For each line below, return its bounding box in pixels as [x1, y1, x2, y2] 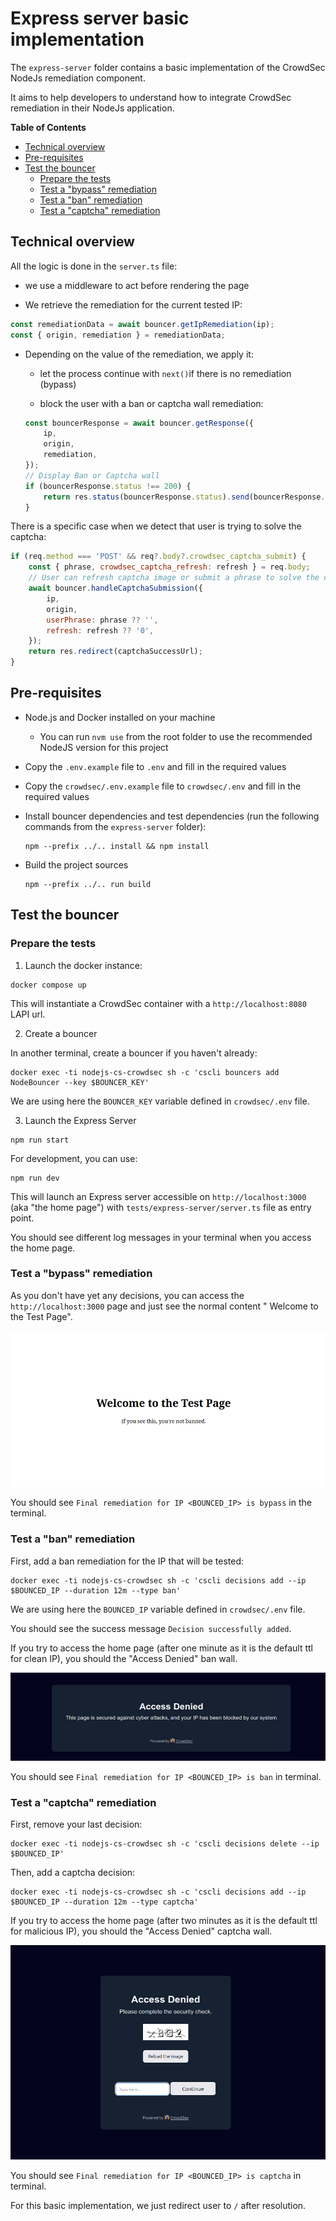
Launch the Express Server [24, 1114, 137, 1126]
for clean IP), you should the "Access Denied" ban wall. [10, 1652, 238, 1664]
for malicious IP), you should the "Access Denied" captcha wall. [10, 1925, 273, 1937]
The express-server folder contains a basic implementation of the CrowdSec [10, 61, 326, 73]
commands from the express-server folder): [24, 820, 207, 832]
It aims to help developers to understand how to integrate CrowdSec [10, 91, 292, 103]
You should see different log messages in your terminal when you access [10, 1231, 312, 1243]
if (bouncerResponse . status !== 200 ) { [24, 481, 192, 491]
